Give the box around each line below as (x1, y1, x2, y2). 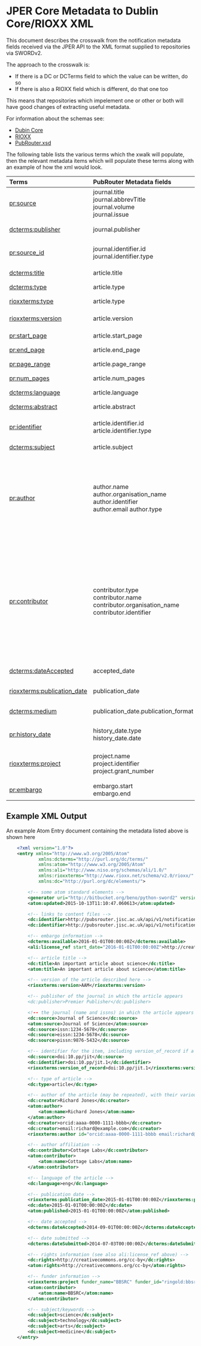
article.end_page (93, 345, 141, 354)
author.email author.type (93, 505, 163, 513)
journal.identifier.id (93, 244, 146, 253)
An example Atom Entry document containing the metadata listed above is (6, 827, 189, 834)
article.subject (93, 443, 133, 451)
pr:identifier (9, 423, 42, 431)
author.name (93, 482, 129, 491)
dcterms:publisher (9, 225, 61, 233)
